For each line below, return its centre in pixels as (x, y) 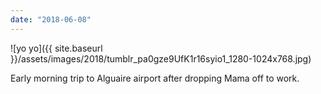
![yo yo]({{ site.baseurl (56, 48)
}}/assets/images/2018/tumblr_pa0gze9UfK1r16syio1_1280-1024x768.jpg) (161, 58)
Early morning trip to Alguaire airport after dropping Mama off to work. (155, 78)
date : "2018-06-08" (51, 19)
